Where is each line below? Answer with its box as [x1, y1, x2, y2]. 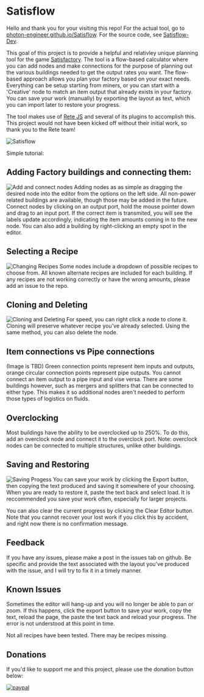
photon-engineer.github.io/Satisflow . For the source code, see [6, 30, 163, 38]
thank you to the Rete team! [6, 126, 76, 133]
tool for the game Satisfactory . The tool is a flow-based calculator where [6, 55, 189, 63]
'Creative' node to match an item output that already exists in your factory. [6, 88, 193, 95]
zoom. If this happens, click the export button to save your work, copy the [6, 607, 192, 614]
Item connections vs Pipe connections [6, 346, 155, 357]
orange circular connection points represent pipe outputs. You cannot [6, 369, 181, 376]
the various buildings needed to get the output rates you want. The [6, 68, 174, 76]
